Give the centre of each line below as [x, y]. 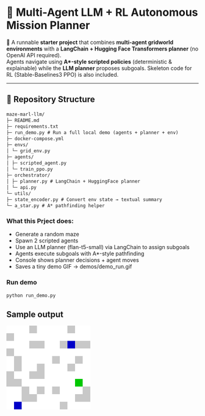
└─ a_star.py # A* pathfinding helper [56, 206]
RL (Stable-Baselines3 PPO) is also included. [63, 74]
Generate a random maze [47, 234]
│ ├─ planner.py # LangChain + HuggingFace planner [73, 181]
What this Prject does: [40, 220]
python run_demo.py [31, 296]
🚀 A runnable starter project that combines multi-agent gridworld [90, 42]
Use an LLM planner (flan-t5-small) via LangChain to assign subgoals [103, 247]
